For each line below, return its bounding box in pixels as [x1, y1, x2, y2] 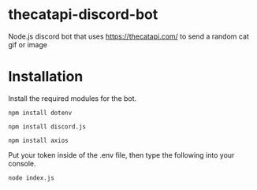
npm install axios [8, 136, 69, 144]
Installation [8, 68, 84, 86]
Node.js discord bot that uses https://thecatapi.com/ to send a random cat [8, 32, 250, 41]
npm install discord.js [8, 122, 87, 131]
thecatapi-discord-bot [8, 6, 158, 24]
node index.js [8, 173, 55, 182]
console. [8, 158, 37, 168]
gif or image [8, 39, 47, 49]
